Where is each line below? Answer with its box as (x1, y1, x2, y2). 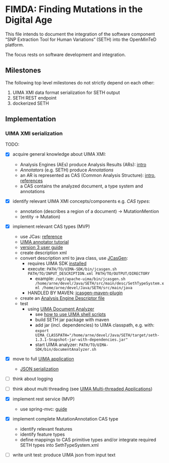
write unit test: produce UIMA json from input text (12, 451, 116, 458)
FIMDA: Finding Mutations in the (5, 4, 143, 15)
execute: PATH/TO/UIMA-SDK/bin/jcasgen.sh (27, 265, 117, 271)
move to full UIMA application (12, 355, 74, 362)
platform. (5, 41, 24, 48)
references (20, 177, 43, 183)
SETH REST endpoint (12, 95, 57, 101)
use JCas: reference (20, 234, 63, 240)
